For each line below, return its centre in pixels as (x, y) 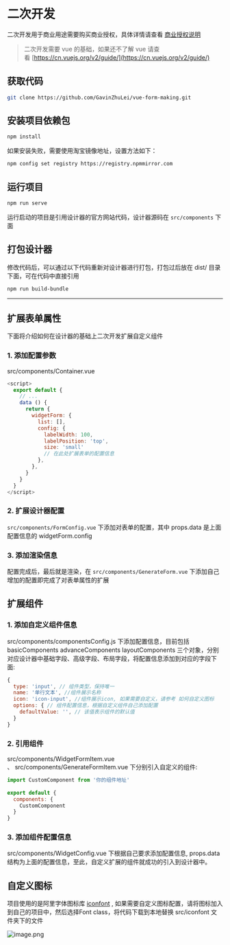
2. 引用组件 (25, 743)
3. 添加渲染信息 (33, 555)
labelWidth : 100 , (68, 434)
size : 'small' (64, 447)
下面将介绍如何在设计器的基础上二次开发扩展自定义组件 (85, 336)
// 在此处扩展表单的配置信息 (79, 454)
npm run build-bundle (38, 289)
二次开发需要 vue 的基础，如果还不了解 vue (85, 49)
